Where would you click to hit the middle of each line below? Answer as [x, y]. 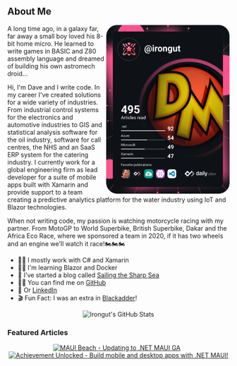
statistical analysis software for [53, 132]
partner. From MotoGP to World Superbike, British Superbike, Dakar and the [117, 228]
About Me [29, 12]
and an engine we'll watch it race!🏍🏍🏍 [66, 243]
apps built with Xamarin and [48, 184]
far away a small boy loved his [51, 36]
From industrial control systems [53, 109]
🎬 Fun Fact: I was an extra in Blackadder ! [77, 298]
